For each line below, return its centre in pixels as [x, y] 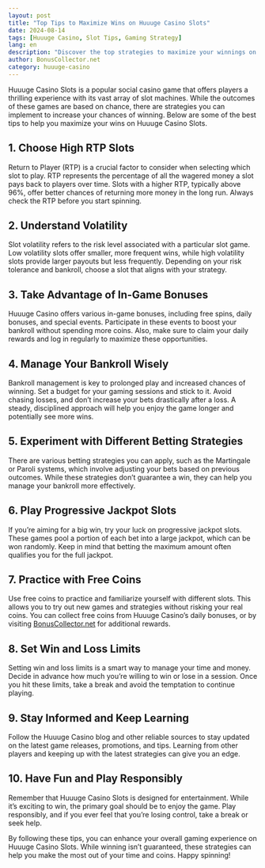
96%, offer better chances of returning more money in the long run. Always [131, 192]
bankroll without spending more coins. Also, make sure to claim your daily [129, 331]
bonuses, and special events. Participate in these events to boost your [123, 322]
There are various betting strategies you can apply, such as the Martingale [129, 461]
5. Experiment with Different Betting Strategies [126, 441]
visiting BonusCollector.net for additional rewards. [89, 624]
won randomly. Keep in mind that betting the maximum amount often [120, 546]
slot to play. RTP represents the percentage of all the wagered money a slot [131, 176]
